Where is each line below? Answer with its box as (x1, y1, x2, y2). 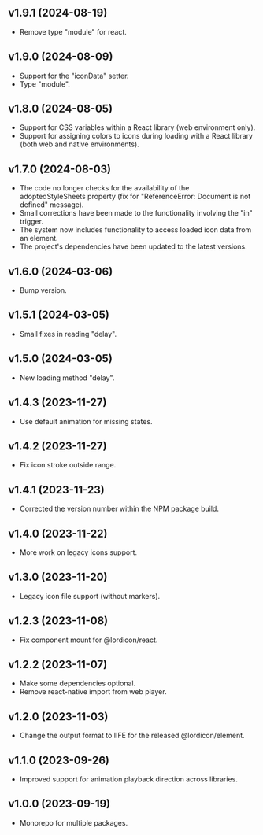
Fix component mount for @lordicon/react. (19, 635, 158, 645)
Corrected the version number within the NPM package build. (19, 504, 219, 514)
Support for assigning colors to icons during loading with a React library (19, 131, 254, 141)
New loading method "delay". (19, 373, 115, 382)
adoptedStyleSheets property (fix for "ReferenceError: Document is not (19, 192, 251, 201)
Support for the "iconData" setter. (19, 71, 129, 80)
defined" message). (19, 200, 84, 209)
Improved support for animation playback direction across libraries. (19, 774, 238, 784)
